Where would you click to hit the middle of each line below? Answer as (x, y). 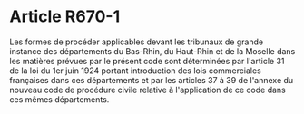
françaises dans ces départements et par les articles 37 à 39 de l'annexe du (152, 80)
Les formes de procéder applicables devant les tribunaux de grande (137, 42)
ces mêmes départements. (59, 99)
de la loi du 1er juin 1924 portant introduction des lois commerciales (135, 71)
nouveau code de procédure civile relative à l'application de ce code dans (147, 90)
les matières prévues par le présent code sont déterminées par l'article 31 (147, 61)
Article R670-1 (65, 17)
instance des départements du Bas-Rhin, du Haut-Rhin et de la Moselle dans (152, 51)
